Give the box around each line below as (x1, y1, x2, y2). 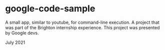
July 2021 (5, 39, 25, 45)
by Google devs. (5, 30, 39, 36)
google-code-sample (5, 3, 95, 14)
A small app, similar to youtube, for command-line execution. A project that (5, 19, 160, 25)
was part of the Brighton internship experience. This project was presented (5, 24, 160, 30)
